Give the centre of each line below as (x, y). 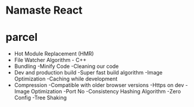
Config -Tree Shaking (40, 98)
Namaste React (44, 10)
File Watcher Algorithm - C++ (50, 60)
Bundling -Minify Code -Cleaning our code (66, 66)
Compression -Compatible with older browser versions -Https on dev (99, 85)
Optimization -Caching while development (66, 79)
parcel (22, 38)
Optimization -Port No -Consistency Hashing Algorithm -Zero (106, 92)
